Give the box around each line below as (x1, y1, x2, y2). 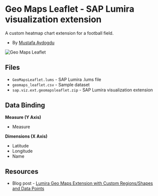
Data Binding (5, 101, 45, 110)
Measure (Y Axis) (5, 114, 42, 120)
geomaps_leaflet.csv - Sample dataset (12, 82, 90, 87)
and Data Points (12, 186, 45, 192)
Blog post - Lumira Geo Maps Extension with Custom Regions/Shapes (12, 180, 153, 186)
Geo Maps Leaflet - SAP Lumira (5, 3, 135, 15)
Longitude (12, 148, 33, 154)
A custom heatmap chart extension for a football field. (5, 30, 114, 36)
